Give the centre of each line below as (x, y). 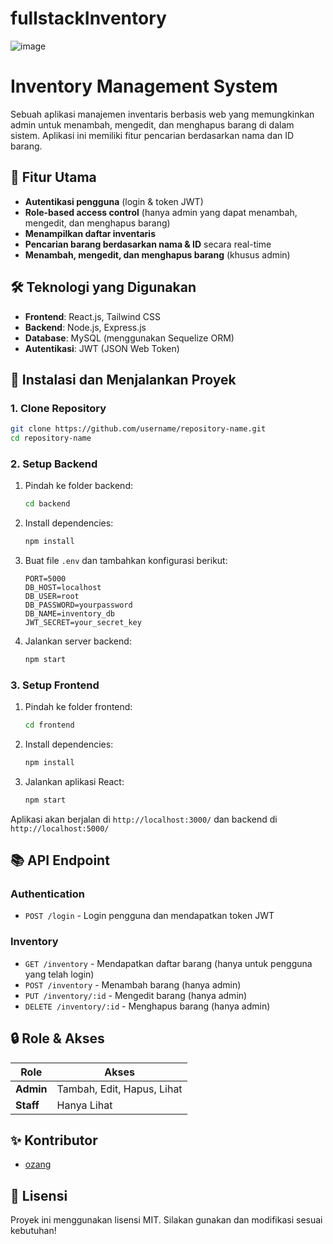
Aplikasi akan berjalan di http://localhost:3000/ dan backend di (144, 819)
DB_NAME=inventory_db (69, 613)
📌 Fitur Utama (53, 177)
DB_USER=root (52, 596)
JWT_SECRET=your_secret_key (83, 622)
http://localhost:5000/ (60, 828)
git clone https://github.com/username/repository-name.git (138, 429)
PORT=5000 (45, 578)
